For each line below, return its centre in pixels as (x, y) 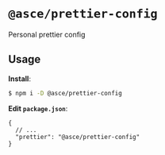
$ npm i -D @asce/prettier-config (65, 93)
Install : (20, 79)
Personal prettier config (47, 34)
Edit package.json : (38, 108)
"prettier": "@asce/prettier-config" (78, 137)
